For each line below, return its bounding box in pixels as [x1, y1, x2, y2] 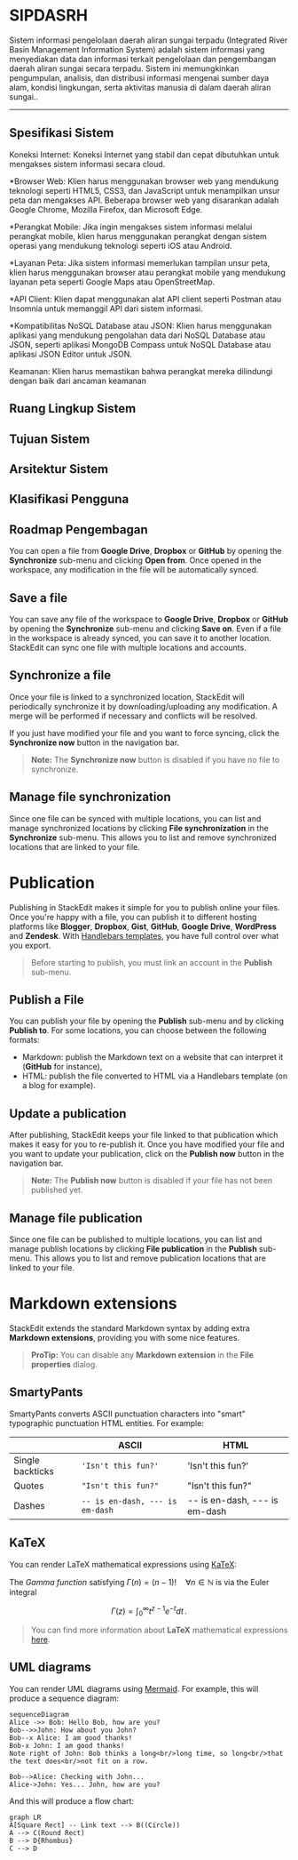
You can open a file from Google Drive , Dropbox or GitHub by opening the [9, 546, 282, 557]
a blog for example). [21, 1080, 96, 1091]
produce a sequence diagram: [9, 1693, 120, 1704]
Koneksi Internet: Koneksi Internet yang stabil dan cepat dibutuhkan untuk [9, 148, 279, 160]
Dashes [13, 1499, 46, 1511]
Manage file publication [9, 1210, 144, 1225]
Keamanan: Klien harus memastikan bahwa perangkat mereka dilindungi [9, 365, 273, 376]
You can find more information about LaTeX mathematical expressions [30, 1624, 288, 1635]
